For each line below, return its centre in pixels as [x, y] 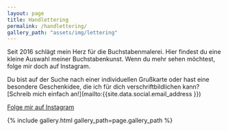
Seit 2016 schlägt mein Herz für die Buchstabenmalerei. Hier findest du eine [114, 52]
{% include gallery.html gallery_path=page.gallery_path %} [90, 121]
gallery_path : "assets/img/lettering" [62, 32]
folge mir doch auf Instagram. [49, 66]
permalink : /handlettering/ [47, 26]
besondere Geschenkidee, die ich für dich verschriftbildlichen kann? [103, 87]
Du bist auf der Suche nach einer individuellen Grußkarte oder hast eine [109, 80]
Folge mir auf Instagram [41, 107]
